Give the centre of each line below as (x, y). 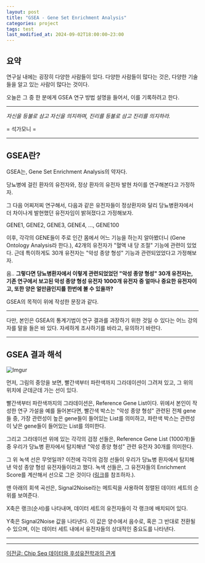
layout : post (23, 12)
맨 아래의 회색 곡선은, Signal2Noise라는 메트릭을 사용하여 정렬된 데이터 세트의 (99, 487)
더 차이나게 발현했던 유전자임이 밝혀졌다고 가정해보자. (70, 213)
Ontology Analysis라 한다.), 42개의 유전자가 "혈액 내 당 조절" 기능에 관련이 (96, 245)
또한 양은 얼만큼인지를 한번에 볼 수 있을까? (64, 289)
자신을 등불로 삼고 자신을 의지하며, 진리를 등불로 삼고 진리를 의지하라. (88, 116)
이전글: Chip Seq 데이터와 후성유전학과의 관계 (61, 553)
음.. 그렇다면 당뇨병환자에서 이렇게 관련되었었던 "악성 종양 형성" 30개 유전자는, (100, 273)
